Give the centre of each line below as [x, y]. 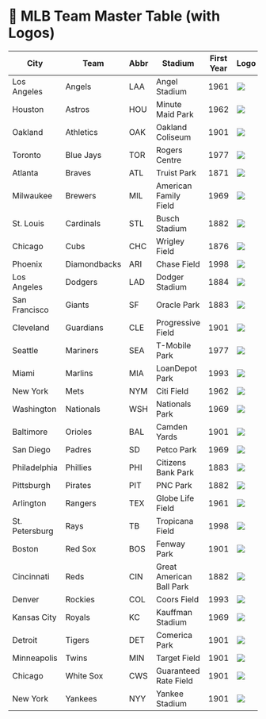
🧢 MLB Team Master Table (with [114, 16]
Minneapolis [35, 658]
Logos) [32, 33]
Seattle [25, 350]
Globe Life [175, 498]
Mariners [82, 350]
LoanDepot [177, 368]
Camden [172, 426]
